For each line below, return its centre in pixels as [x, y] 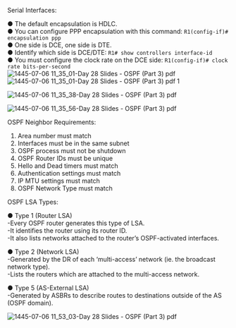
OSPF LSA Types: [33, 202]
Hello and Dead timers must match [68, 166]
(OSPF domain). [30, 303]
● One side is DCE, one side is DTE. [60, 45]
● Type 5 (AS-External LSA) [48, 288]
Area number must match [54, 136]
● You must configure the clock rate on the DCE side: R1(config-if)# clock [118, 60]
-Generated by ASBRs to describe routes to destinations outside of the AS [114, 295]
